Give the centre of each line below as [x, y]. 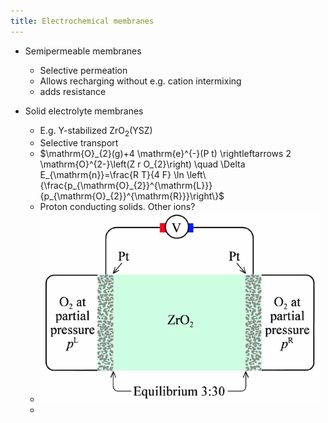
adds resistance [73, 91]
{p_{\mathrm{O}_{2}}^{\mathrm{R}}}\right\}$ [132, 196]
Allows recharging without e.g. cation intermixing [140, 81]
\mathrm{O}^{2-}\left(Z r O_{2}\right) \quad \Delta [142, 164]
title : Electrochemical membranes [82, 21]
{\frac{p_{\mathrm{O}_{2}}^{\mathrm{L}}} [126, 186]
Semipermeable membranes [83, 51]
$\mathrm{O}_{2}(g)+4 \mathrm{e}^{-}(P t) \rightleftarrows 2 [165, 154]
